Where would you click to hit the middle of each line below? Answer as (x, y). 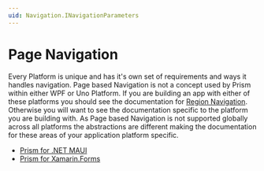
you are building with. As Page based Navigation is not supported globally (128, 118)
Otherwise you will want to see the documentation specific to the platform (128, 110)
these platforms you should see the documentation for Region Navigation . (128, 101)
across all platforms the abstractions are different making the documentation (132, 126)
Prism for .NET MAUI (53, 150)
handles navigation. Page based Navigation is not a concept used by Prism (130, 84)
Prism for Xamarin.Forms (60, 158)
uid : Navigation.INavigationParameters (74, 15)
